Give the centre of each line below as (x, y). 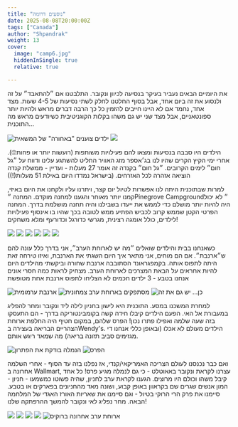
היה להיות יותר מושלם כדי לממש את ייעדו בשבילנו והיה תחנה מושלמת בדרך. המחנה (119, 204)
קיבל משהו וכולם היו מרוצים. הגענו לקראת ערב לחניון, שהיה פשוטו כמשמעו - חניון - (117, 379)
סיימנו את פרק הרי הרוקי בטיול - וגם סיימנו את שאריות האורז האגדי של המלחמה (114, 394)
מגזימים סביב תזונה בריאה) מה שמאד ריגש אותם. (73, 336)
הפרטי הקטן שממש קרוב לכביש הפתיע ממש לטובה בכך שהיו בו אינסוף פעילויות (113, 211)
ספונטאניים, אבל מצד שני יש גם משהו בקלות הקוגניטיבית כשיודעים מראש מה (109, 116)
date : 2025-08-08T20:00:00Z (49, 21)
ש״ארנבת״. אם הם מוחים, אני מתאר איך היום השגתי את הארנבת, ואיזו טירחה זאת (117, 255)
